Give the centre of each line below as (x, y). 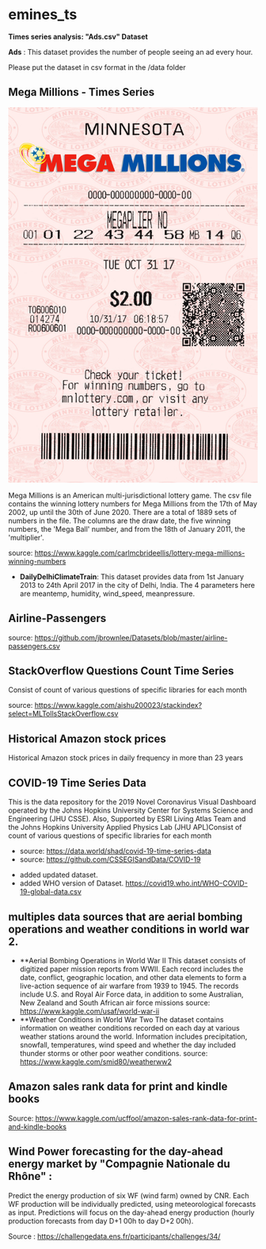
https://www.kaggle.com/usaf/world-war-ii (89, 1011)
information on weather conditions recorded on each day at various (129, 1028)
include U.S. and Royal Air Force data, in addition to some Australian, (131, 994)
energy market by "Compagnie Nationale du (120, 1164)
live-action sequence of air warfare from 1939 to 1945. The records (129, 986)
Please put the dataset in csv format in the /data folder (97, 67)
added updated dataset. (59, 875)
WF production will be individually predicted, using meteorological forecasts (132, 1204)
